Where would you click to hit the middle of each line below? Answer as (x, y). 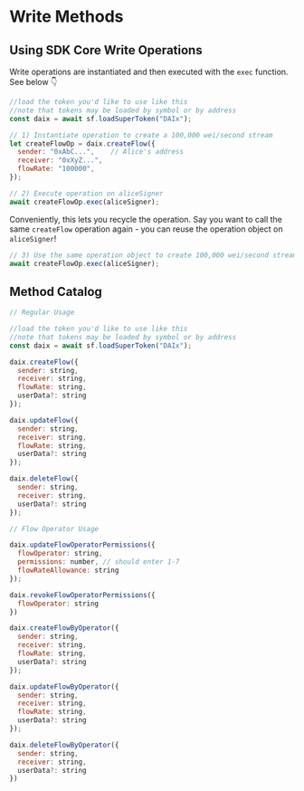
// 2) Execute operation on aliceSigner (87, 193)
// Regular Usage (42, 313)
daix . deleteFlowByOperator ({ (64, 745)
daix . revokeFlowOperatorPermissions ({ (82, 595)
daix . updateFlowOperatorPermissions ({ (82, 545)
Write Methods (66, 17)
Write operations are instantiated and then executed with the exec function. (149, 71)
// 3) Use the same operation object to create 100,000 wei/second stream (153, 255)
